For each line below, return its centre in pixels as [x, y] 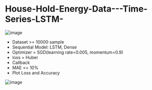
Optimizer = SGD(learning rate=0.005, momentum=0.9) [67, 52]
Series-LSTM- [34, 19]
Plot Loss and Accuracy [36, 73]
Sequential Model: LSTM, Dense [44, 47]
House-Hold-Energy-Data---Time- [76, 9]
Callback [21, 62]
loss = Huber [25, 57]
